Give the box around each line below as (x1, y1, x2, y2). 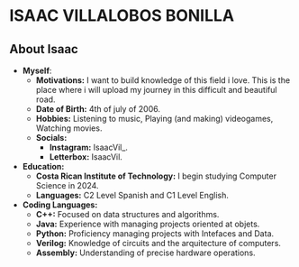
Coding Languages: (22, 199, 98, 210)
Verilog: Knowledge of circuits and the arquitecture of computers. (35, 238, 282, 248)
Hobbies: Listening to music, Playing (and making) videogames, (35, 114, 274, 124)
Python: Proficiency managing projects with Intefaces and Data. (35, 228, 275, 239)
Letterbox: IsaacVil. (49, 152, 123, 162)
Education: (22, 161, 65, 171)
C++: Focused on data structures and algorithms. (35, 209, 220, 219)
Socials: (35, 133, 68, 143)
